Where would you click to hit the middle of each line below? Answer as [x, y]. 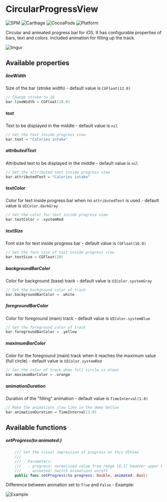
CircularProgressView [52, 9]
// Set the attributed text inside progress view [58, 172]
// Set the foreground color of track [46, 327]
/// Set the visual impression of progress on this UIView [77, 452]
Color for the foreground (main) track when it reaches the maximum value [81, 356]
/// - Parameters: [33, 461]
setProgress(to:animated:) [34, 440]
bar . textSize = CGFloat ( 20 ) [35, 257]
